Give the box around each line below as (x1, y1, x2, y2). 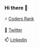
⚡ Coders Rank (4, 16, 34, 22)
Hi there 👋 (4, 4, 28, 11)
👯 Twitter (4, 27, 23, 33)
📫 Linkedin (4, 37, 27, 43)
